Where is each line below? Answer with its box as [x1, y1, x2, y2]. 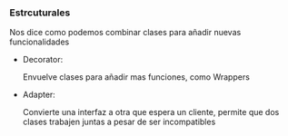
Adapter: [22, 89, 56, 101]
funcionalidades [9, 36, 70, 47]
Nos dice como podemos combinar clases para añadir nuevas [9, 27, 242, 38]
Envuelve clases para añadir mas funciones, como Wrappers [22, 72, 250, 83]
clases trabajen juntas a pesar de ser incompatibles [22, 116, 216, 128]
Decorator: [22, 54, 64, 65]
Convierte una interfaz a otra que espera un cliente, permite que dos [22, 107, 280, 118]
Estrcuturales [9, 6, 71, 19]
